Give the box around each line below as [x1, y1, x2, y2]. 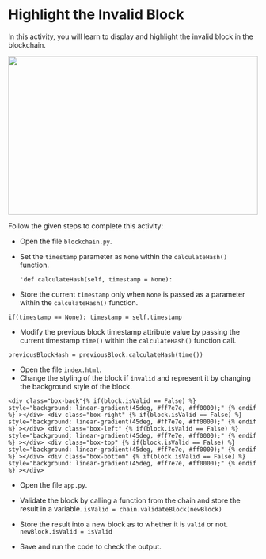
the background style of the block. [19, 381, 132, 391]
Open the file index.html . [19, 365, 102, 374]
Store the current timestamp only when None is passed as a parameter [19, 289, 245, 299]
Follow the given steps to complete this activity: [8, 220, 164, 231]
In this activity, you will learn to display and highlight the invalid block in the [8, 32, 253, 41]
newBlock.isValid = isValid [19, 527, 112, 536]
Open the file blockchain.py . [19, 236, 112, 246]
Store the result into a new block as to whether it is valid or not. [19, 519, 228, 529]
